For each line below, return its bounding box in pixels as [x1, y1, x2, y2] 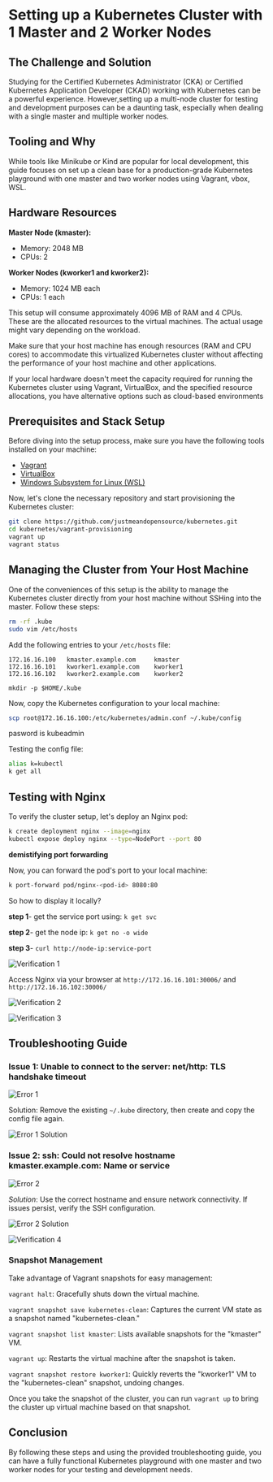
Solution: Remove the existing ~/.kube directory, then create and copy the [8, 1105, 255, 1115]
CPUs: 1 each [19, 292, 65, 301]
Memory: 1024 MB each [19, 283, 101, 293]
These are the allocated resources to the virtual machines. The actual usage [8, 316, 263, 326]
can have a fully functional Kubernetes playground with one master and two [8, 1456, 262, 1466]
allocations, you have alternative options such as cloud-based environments [8, 391, 264, 401]
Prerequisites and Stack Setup [8, 414, 165, 428]
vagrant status [8, 540, 60, 549]
